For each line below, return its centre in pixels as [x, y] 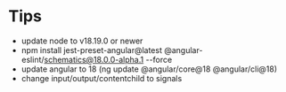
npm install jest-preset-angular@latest [91, 50]
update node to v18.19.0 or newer [82, 41]
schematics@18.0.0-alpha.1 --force [108, 59]
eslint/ [33, 59]
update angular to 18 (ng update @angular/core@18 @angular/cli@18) [149, 69]
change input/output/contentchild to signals [102, 78]
